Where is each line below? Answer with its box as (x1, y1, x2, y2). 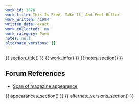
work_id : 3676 (5, 7, 36, 13)
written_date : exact (5, 21, 50, 27)
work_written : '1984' (5, 17, 52, 22)
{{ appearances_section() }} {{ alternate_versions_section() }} (5, 93, 134, 99)
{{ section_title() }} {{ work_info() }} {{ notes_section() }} (5, 55, 124, 61)
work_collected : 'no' (5, 27, 52, 32)
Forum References (5, 69, 65, 78)
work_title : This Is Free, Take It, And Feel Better (5, 12, 120, 17)
